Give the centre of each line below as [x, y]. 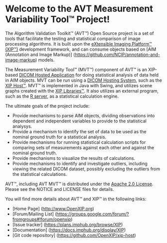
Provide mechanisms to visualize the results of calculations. [74, 158]
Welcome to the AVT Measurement [79, 9]
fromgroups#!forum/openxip [42, 219]
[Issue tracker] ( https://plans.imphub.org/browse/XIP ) [68, 224]
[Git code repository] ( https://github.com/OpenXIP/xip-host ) [74, 235]
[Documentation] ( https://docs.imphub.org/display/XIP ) [69, 230]
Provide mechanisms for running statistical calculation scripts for [79, 142]
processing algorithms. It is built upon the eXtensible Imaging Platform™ [79, 44]
